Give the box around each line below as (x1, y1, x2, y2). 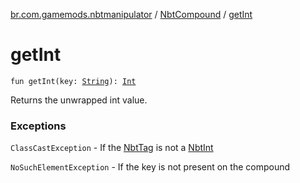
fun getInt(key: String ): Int (10, 76, 137, 86)
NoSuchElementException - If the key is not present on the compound (10, 161, 291, 173)
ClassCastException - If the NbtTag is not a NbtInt (10, 142, 214, 154)
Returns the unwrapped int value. (10, 94, 148, 106)
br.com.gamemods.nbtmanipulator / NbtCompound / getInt (10, 9, 253, 20)
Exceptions (10, 119, 67, 133)
